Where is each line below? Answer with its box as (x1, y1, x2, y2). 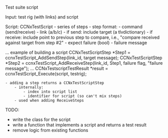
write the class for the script (12, 116, 71, 122)
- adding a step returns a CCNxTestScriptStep (5, 80, 104, 85)
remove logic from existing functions (12, 127, 89, 133)
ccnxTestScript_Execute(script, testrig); (5, 71, 87, 77)
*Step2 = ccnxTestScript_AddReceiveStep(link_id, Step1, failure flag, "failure (5, 60, 163, 66)
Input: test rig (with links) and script (5, 14, 79, 20)
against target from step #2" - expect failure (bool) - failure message (5, 40, 147, 46)
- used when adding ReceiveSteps (14, 98, 84, 103)
